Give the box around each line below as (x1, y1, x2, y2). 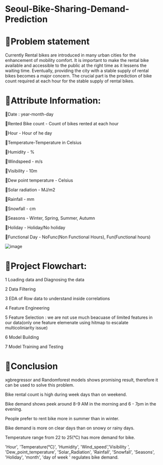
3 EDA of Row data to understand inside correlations (5, 296, 110, 301)
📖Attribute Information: (5, 95, 101, 106)
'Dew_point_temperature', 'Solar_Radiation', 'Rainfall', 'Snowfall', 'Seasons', (5, 449, 155, 455)
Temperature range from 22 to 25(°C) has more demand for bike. (5, 434, 135, 440)
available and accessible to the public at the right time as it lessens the (5, 62, 147, 69)
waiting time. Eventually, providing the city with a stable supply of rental (5, 68, 149, 74)
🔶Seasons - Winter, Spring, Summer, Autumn (5, 215, 95, 221)
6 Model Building (5, 334, 39, 340)
